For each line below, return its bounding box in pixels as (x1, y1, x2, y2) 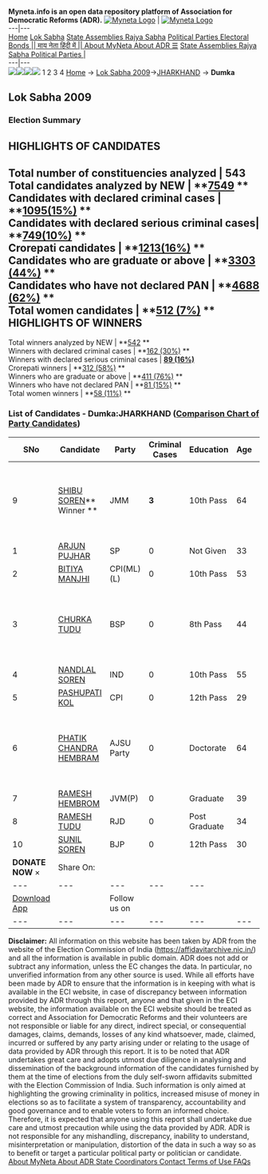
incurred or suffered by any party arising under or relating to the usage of (8, 1037, 250, 1047)
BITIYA (57, 563, 84, 574)
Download (12, 892, 50, 903)
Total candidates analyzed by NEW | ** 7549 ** (8, 179, 249, 192)
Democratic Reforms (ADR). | (8, 15, 160, 25)
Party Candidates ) (8, 418, 81, 430)
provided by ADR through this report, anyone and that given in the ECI (8, 995, 238, 1005)
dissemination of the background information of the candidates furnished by (8, 1063, 259, 1073)
